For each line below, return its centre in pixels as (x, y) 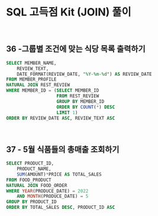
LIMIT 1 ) (67, 112)
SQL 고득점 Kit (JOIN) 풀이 (69, 12)
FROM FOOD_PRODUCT (29, 180)
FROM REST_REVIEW (78, 96)
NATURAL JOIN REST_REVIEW (38, 85)
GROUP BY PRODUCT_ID (32, 202)
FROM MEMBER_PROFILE (32, 80)
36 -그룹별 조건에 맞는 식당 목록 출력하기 (76, 49)
